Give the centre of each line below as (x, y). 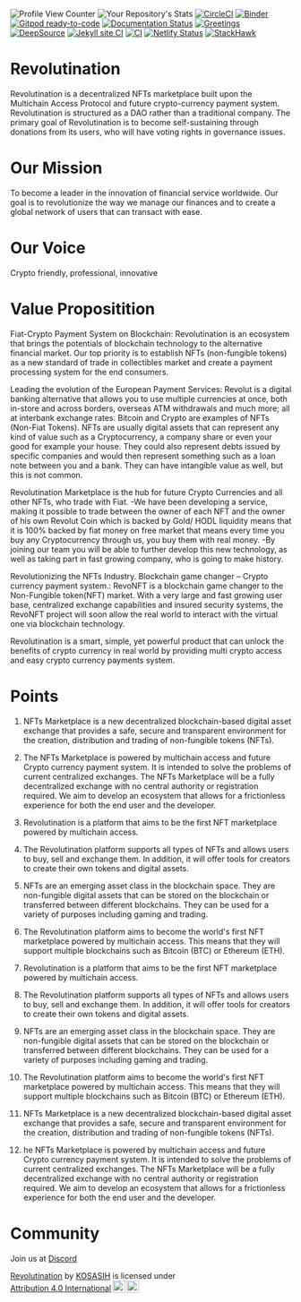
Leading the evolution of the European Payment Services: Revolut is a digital (151, 389)
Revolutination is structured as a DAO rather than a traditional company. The (150, 113)
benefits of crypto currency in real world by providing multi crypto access (146, 650)
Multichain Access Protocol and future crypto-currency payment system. (145, 103)
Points (34, 696)
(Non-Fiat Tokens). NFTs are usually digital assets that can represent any (145, 427)
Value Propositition (83, 309)
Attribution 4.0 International (60, 1288)
